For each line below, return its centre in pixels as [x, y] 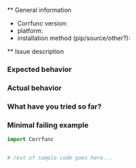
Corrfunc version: [42, 23]
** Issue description [36, 52]
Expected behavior [40, 69]
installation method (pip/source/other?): [74, 38]
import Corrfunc [30, 140]
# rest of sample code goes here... [60, 158]
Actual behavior [35, 88]
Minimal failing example [48, 125]
